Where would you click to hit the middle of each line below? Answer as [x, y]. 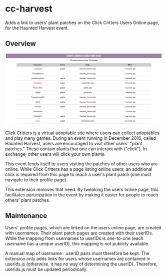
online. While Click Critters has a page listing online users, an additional [79, 169]
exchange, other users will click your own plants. [55, 154]
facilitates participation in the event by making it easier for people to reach [82, 195]
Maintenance [26, 216]
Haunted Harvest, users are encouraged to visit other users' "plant [74, 143]
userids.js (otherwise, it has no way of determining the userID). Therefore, [81, 264]
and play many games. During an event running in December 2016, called [81, 138]
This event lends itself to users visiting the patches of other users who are [81, 164]
